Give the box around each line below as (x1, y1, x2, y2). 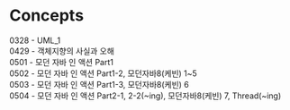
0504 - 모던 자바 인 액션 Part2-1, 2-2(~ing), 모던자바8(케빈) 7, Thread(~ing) (9, 90, 282, 101)
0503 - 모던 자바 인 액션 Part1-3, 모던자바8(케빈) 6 (9, 79, 189, 89)
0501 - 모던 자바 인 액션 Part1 (9, 56, 114, 67)
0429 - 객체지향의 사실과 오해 (9, 46, 115, 56)
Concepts (9, 5, 84, 26)
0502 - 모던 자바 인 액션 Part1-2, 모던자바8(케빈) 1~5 (9, 68, 198, 79)
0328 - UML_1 (9, 35, 61, 46)
